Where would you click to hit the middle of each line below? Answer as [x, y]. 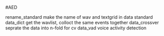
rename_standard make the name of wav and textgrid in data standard [79, 17]
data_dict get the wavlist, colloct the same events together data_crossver [82, 23]
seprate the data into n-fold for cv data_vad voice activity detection [76, 28]
